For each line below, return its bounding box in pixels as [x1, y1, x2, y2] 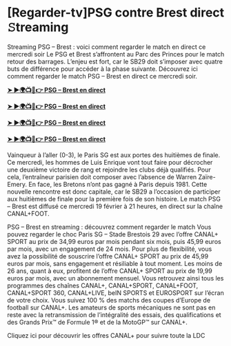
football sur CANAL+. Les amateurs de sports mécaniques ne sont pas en [7, 303, 216, 312]
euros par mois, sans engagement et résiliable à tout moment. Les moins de [7, 259, 223, 267]
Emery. [7, 180, 28, 188]
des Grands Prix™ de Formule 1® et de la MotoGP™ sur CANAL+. [7, 318, 188, 326]
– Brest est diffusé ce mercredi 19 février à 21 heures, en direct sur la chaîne [7, 202, 223, 210]
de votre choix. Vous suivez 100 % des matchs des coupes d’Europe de [7, 296, 211, 304]
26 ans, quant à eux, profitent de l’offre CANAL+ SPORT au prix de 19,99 [7, 267, 212, 275]
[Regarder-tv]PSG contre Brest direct [7, 5, 225, 21]
